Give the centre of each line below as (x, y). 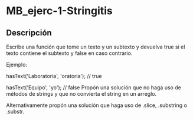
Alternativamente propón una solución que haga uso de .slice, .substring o (97, 105)
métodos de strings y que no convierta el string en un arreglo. (81, 94)
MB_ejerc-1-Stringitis (60, 11)
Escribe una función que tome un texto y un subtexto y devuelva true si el (96, 47)
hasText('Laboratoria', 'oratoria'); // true (54, 76)
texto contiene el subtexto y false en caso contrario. (69, 53)
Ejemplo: (17, 64)
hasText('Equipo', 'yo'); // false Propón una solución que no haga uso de (94, 87)
